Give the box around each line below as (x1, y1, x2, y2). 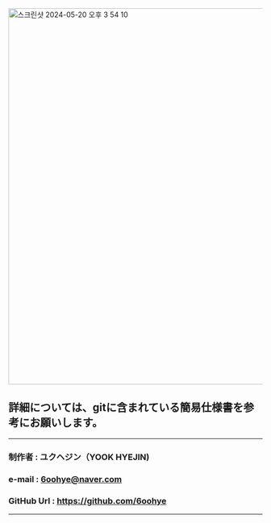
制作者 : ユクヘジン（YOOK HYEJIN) (8, 451, 150, 463)
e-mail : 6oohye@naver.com (8, 473, 123, 484)
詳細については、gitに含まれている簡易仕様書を (8, 401, 244, 414)
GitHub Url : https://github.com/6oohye (8, 495, 167, 506)
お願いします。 (29, 416, 103, 430)
